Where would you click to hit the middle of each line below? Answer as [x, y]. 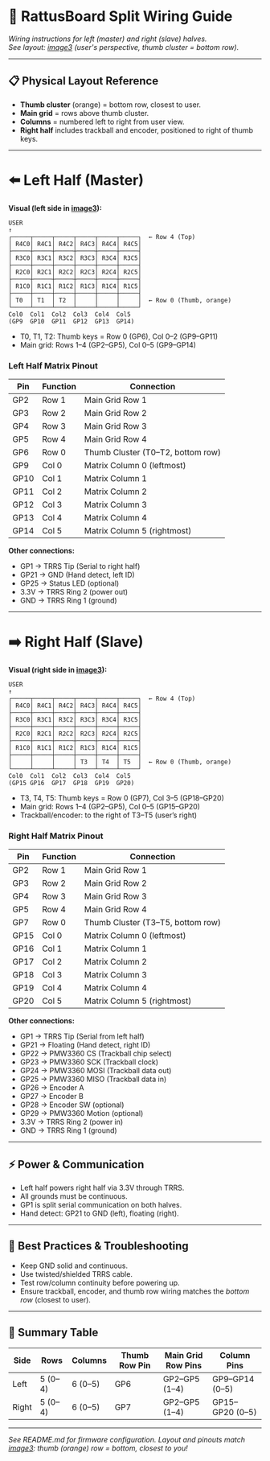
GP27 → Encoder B [52, 1097]
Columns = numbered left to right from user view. [102, 121]
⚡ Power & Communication [76, 1165]
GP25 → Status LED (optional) [70, 583]
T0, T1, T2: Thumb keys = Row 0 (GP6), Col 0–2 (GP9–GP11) [119, 336]
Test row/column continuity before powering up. [100, 1282]
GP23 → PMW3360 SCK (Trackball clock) [89, 1062]
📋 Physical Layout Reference [84, 81]
